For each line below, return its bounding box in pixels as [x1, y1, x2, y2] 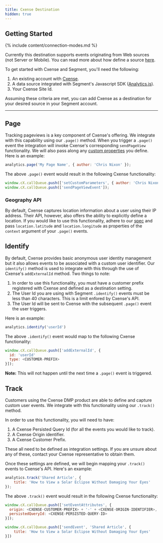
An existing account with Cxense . [12, 76, 79, 82]
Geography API [5, 196, 42, 203]
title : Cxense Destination [5, 7, 60, 12]
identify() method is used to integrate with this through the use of [5, 265, 139, 271]
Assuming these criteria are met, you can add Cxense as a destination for [5, 96, 152, 102]
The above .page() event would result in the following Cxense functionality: [5, 171, 156, 177]
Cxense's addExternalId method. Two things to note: [5, 271, 111, 276]
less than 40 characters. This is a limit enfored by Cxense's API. [12, 295, 140, 301]
